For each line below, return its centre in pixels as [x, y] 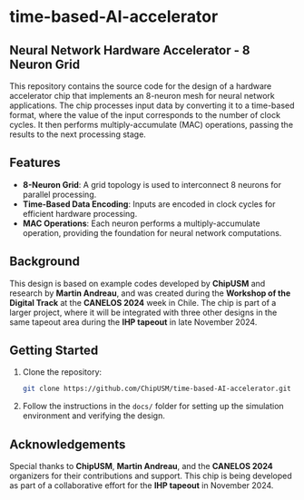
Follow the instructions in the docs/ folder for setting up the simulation [153, 407]
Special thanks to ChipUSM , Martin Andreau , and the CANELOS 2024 [142, 466]
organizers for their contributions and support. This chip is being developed [151, 476]
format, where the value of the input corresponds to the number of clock [145, 115]
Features [35, 163]
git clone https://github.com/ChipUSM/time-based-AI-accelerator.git [157, 389]
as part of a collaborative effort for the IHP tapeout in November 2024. [142, 485]
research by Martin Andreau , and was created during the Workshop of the [150, 293]
